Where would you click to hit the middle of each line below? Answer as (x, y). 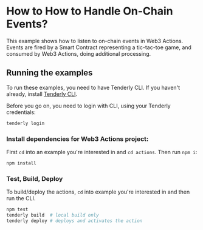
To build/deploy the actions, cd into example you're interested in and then (98, 192)
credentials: (21, 112)
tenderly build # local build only (53, 215)
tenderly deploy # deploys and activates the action (74, 221)
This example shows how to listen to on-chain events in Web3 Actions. (95, 41)
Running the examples (50, 73)
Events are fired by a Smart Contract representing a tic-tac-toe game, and (99, 47)
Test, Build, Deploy (35, 178)
